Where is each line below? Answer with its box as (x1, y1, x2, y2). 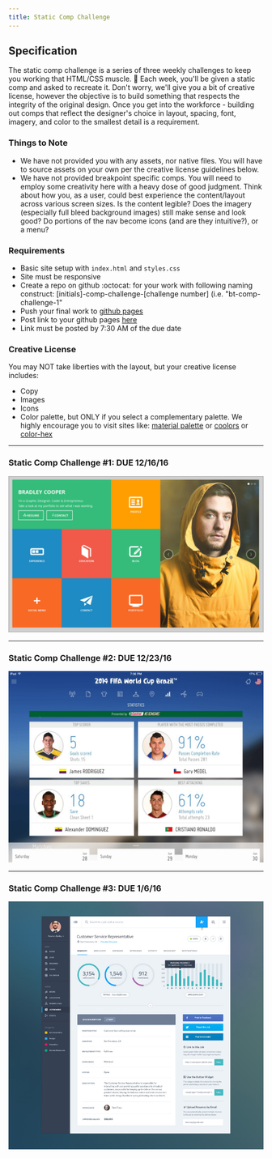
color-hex (19, 429, 53, 439)
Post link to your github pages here (19, 315, 138, 325)
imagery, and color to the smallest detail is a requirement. (8, 117, 200, 127)
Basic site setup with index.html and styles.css (19, 263, 181, 273)
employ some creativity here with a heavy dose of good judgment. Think (19, 181, 262, 191)
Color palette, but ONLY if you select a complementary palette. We (19, 412, 243, 422)
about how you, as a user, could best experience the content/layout (19, 190, 245, 200)
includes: (8, 371, 39, 381)
